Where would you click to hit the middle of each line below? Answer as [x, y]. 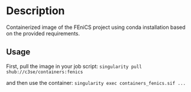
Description [35, 11]
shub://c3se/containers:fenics [45, 72]
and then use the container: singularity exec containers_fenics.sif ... [96, 83]
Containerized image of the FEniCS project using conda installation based [96, 27]
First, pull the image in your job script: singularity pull [74, 66]
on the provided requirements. [43, 33]
